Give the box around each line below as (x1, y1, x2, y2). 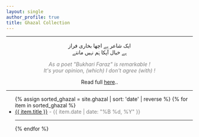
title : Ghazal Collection (6, 20, 70, 26)
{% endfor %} (14, 125, 49, 132)
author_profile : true (6, 14, 60, 20)
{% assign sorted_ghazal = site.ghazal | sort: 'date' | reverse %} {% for (14, 95, 188, 103)
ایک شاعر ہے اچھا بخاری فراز (68, 42, 131, 49)
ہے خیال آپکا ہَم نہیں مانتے (72, 49, 127, 56)
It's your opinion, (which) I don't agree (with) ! (43, 67, 156, 74)
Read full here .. (81, 78, 118, 86)
